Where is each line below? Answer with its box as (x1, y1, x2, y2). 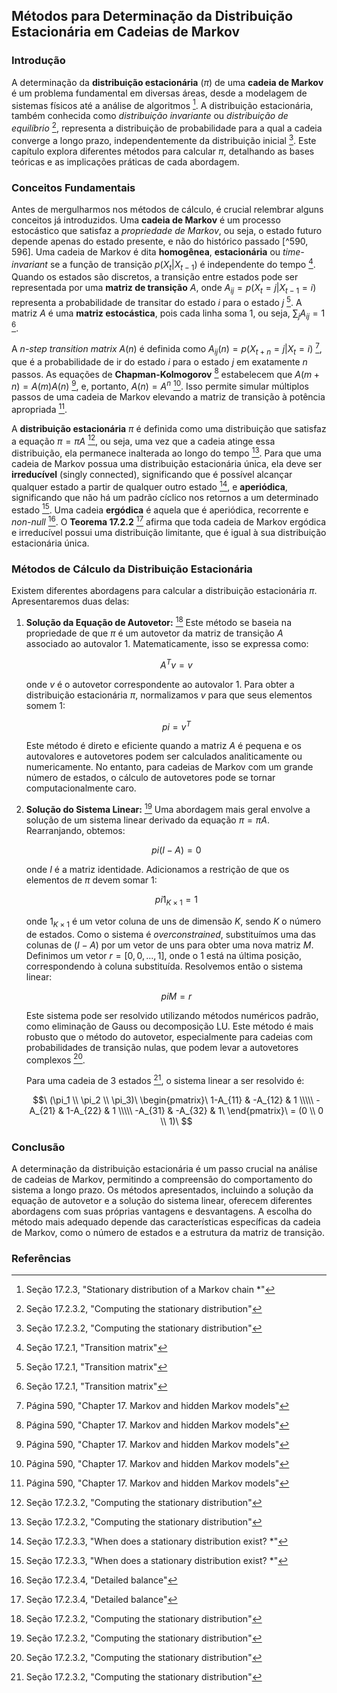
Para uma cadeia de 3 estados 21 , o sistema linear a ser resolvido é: (25, 1073, 305, 1086)
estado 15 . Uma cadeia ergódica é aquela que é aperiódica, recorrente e (11, 502, 309, 516)
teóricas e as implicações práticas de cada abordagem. (11, 155, 240, 168)
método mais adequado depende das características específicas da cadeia (11, 1216, 321, 1228)
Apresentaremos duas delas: (11, 595, 130, 608)
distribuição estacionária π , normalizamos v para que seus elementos (25, 689, 313, 701)
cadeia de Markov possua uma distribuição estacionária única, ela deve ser (11, 458, 323, 470)
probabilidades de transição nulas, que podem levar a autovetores (25, 1041, 299, 1053)
